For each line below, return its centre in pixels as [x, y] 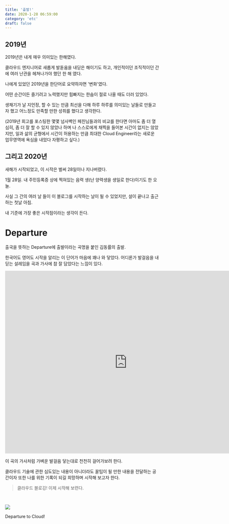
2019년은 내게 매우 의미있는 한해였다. [41, 57]
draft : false [18, 23]
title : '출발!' [20, 10]
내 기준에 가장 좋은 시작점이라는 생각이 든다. [47, 213]
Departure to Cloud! [25, 516]
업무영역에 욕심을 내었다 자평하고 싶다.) [42, 140]
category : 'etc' [22, 19]
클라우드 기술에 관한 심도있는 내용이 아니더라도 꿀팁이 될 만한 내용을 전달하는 [78, 471]
